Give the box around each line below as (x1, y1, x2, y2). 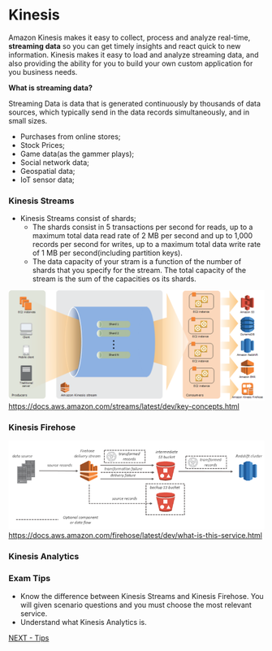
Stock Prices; (19, 140, 65, 150)
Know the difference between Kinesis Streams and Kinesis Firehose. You (19, 591, 264, 601)
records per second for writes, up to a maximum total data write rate (32, 240, 261, 250)
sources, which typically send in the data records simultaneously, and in (8, 107, 250, 117)
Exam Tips (8, 573, 51, 584)
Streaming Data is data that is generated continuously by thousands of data (8, 98, 261, 108)
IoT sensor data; (19, 175, 75, 184)
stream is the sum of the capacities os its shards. (32, 274, 196, 284)
